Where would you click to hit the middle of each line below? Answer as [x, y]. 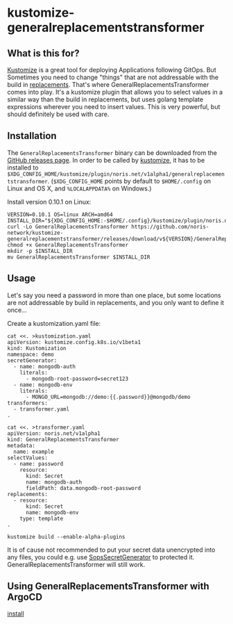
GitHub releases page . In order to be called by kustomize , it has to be [106, 160]
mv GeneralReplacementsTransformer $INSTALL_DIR [79, 257]
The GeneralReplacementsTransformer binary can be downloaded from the [112, 153]
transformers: [28, 403]
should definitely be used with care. [58, 114]
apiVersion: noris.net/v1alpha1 [54, 433]
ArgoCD [25, 597]
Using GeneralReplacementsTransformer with [108, 586]
